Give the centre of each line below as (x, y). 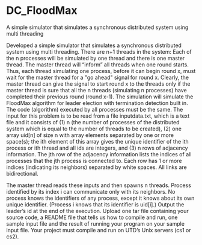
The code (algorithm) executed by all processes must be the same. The (95, 109)
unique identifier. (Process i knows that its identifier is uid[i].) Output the (95, 204)
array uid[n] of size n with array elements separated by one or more (90, 135)
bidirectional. (23, 173)
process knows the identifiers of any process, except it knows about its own (100, 198)
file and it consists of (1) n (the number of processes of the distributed (93, 122)
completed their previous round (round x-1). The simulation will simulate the (100, 97)
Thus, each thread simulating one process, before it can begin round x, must (101, 71)
